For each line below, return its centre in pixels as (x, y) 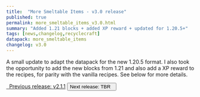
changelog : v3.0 (26, 45)
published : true (26, 17)
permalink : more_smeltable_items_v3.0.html (61, 23)
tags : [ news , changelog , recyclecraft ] (53, 34)
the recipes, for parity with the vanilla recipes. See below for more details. (97, 74)
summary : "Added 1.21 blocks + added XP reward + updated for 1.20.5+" (97, 28)
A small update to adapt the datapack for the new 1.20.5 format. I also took (98, 62)
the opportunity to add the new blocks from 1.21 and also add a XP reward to (100, 68)
